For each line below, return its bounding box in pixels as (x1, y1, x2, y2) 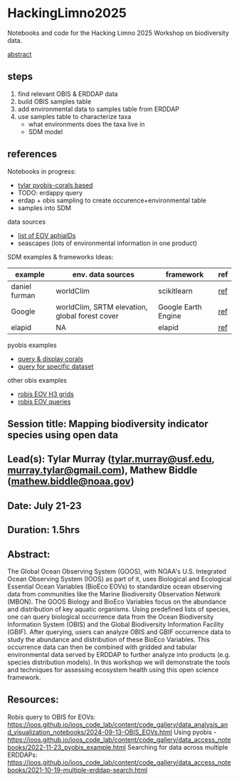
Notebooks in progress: (7, 167, 77, 175)
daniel (11, 281, 32, 291)
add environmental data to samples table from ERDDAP (17, 105, 180, 113)
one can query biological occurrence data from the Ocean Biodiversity (7, 612, 214, 621)
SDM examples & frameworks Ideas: (7, 252, 114, 261)
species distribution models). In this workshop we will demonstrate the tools (7, 658, 230, 666)
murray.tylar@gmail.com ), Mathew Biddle (7, 465, 198, 477)
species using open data (7, 429, 119, 441)
